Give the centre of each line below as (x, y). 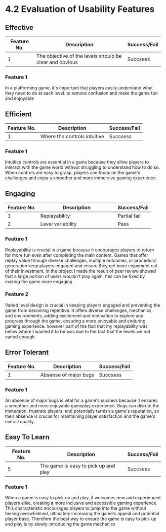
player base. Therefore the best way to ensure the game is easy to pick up (81, 519)
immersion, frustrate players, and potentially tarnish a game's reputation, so (82, 411)
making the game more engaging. (40, 281)
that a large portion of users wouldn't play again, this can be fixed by (75, 276)
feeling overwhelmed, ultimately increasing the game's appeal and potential (82, 514)
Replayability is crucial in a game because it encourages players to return (80, 250)
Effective (19, 28)
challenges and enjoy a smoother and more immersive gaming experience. (81, 178)
